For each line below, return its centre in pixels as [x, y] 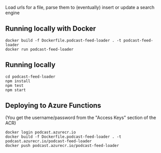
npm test [14, 85]
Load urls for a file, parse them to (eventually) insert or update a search [80, 7]
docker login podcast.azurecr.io [41, 132]
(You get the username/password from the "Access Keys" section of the [81, 118]
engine [12, 13]
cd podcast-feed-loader [30, 76]
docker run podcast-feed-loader [39, 49]
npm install [18, 81]
